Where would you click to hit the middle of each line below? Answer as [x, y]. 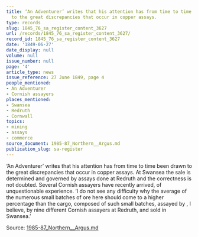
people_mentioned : [29, 83]
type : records [24, 22]
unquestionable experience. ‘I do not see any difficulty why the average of [97, 191]
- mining [17, 127]
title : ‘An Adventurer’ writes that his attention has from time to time [99, 12]
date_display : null [30, 50]
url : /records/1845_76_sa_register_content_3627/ [69, 34]
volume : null [22, 56]
